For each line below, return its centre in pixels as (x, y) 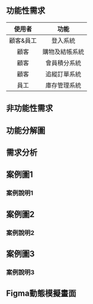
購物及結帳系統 (63, 51)
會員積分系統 (63, 63)
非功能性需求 (30, 108)
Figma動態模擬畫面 (41, 294)
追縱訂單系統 (63, 74)
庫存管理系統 (63, 85)
